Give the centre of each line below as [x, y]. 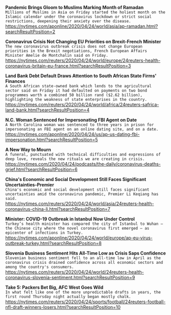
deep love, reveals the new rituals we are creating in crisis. [75, 159]
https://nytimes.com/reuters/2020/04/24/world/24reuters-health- [75, 272]
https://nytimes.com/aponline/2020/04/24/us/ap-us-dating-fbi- [72, 134]
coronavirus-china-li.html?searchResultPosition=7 [58, 209]
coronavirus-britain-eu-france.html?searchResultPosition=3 [68, 66]
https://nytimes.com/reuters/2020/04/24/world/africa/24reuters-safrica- [82, 105]
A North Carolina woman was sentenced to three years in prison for [80, 125]
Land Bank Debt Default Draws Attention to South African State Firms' [81, 76]
